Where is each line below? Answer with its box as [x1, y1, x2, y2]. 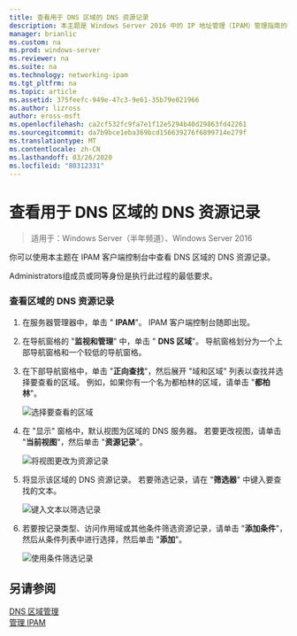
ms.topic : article [9, 87, 77, 96]
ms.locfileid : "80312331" [9, 161, 104, 170]
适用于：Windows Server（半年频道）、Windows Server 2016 [30, 233, 253, 244]
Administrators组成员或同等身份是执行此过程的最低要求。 [9, 271, 218, 282]
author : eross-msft [9, 112, 81, 120]
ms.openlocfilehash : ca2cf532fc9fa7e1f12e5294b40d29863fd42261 [9, 120, 247, 129]
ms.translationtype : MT [9, 136, 97, 145]
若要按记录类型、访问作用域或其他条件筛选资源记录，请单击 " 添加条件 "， [21, 523, 287, 533]
